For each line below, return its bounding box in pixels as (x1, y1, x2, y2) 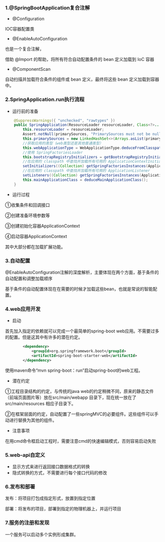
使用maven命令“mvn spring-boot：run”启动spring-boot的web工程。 (5, 367, 143, 373)
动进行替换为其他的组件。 (5, 417, 57, 423)
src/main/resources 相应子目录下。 (5, 400, 76, 406)
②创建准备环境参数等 (5, 212, 50, 218)
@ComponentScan (12, 66, 51, 72)
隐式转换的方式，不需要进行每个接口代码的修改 (12, 470, 107, 476)
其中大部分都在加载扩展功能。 (5, 243, 65, 249)
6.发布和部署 (5, 483, 35, 490)
